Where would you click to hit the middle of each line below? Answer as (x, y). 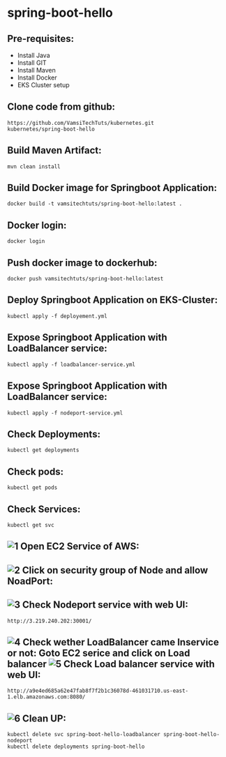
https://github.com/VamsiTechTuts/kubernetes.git (81, 123)
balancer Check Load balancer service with (111, 664)
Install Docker (37, 77)
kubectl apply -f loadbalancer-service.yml (71, 364)
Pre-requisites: (41, 39)
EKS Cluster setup (43, 85)
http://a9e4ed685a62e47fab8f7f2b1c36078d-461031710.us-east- (98, 691)
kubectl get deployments (43, 450)
